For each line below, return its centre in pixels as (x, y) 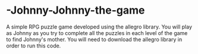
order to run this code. (34, 46)
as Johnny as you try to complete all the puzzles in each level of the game (97, 33)
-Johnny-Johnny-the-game (76, 10)
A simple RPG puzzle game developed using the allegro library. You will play (99, 27)
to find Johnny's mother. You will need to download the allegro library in (94, 39)
